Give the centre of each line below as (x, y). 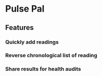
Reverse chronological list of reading (51, 55)
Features (19, 28)
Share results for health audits (43, 69)
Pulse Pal (25, 9)
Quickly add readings (32, 42)
